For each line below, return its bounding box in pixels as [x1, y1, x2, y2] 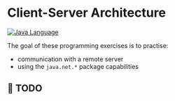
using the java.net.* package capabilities [17, 62, 139, 70]
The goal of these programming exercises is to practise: [7, 41, 169, 49]
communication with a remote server [17, 54, 124, 63]
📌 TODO [7, 82, 43, 95]
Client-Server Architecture [7, 5, 167, 21]
